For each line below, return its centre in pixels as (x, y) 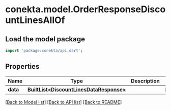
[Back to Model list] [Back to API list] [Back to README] (64, 102)
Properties (22, 66)
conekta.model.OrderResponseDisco (85, 9)
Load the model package (45, 39)
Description (145, 81)
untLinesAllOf (35, 20)
